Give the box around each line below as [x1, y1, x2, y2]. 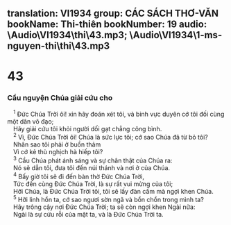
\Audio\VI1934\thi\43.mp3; [7, 29, 128, 41]
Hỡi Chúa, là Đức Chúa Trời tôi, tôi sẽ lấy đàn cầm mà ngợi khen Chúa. [13, 187, 214, 195]
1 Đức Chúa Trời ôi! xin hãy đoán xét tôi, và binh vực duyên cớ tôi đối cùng [13, 108, 225, 118]
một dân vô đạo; [7, 117, 54, 126]
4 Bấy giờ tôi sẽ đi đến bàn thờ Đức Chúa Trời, [13, 171, 144, 181]
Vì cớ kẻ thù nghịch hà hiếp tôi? [13, 148, 103, 156]
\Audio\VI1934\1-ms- [129, 29, 223, 41]
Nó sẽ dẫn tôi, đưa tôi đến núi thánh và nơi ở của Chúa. [13, 163, 171, 172]
